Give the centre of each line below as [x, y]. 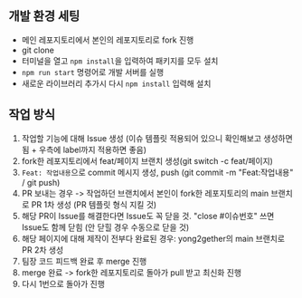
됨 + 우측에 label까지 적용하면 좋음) [84, 149]
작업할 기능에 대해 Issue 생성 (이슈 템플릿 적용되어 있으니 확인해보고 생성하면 [157, 138]
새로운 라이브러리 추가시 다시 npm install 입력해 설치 [116, 83]
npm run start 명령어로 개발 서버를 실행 [93, 72]
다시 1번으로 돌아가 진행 [63, 284]
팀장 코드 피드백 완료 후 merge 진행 [84, 261]
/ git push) [41, 182]
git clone [38, 50]
